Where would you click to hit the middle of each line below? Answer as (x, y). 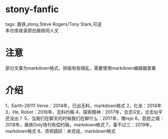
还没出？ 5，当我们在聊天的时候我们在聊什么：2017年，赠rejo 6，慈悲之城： (85, 118)
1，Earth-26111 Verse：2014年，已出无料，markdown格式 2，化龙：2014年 (83, 105)
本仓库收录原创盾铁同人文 (32, 30)
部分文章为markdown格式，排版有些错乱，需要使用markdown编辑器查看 (81, 68)
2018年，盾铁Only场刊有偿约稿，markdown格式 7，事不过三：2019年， (80, 124)
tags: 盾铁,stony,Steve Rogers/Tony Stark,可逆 (54, 24)
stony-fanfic (32, 9)
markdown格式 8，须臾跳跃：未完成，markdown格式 (60, 131)
